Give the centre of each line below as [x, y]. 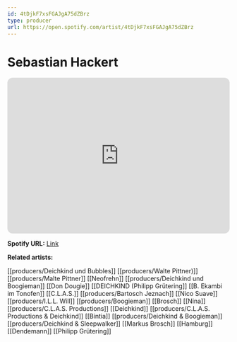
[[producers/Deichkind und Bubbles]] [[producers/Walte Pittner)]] [103, 271]
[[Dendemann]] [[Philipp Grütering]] [59, 331]
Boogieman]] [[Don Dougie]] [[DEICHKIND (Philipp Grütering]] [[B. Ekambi [115, 286]
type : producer [30, 21]
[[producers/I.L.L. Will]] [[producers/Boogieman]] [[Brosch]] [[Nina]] [107, 301]
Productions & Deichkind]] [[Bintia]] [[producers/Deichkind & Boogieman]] [115, 317]
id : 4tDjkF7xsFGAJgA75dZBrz [49, 14]
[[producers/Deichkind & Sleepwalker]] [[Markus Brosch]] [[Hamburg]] [110, 324]
